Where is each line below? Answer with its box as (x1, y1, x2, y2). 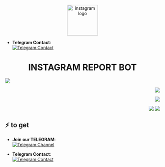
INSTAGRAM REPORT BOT (28, 62, 137, 73)
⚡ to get (5, 121, 29, 129)
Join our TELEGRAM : (12, 136, 56, 142)
